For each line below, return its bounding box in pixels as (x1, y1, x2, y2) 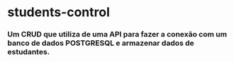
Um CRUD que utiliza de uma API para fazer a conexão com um (7, 30, 228, 39)
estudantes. (7, 47, 50, 57)
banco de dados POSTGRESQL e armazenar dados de (7, 38, 195, 48)
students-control (7, 4, 110, 20)
